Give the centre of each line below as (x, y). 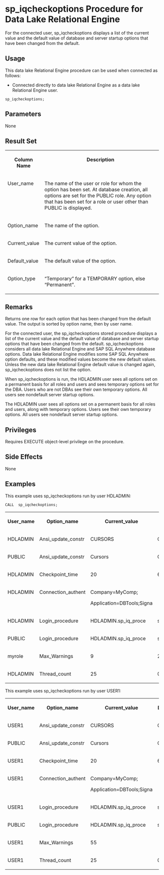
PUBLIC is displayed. (68, 208)
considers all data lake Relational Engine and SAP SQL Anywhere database (80, 349)
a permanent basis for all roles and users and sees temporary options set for (82, 385)
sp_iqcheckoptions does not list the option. (48, 370)
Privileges (21, 430)
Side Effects (24, 457)
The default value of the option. (81, 261)
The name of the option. (72, 225)
